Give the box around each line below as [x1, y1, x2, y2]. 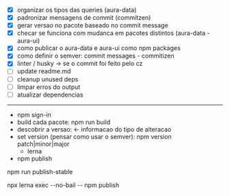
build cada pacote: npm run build [16, 118, 111, 126]
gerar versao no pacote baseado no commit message [16, 21, 168, 29]
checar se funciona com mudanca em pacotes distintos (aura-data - [16, 29, 210, 37]
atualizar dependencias [16, 90, 84, 99]
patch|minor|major [16, 140, 70, 148]
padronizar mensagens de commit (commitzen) [16, 14, 151, 22]
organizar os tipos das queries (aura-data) [16, 6, 137, 14]
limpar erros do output [16, 82, 81, 91]
